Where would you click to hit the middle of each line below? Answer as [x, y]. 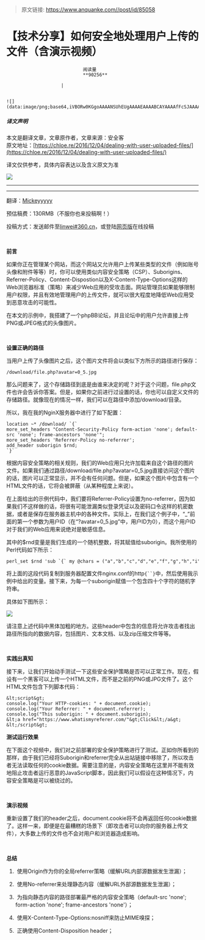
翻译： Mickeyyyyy [30, 200]
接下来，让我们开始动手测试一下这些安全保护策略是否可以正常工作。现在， [100, 671]
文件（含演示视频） [55, 52]
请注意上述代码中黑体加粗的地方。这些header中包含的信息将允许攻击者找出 [101, 626]
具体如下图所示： [28, 601]
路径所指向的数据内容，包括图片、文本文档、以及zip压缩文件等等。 [90, 633]
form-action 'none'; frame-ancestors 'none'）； [74, 905]
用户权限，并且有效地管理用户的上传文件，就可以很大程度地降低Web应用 [98, 295]
